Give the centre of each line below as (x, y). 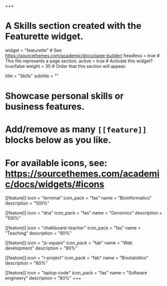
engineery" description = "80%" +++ (43, 278)
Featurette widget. (44, 37)
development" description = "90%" (41, 248)
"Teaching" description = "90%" (39, 233)
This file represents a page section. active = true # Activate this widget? (79, 61)
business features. (45, 107)
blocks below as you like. (58, 140)
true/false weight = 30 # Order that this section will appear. (66, 66)
